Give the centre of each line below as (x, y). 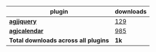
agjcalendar (26, 31)
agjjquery (23, 21)
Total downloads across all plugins (59, 40)
